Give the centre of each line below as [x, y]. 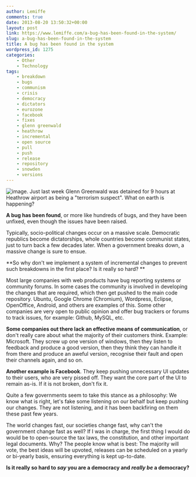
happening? [20, 204]
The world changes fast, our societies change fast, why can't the [84, 425]
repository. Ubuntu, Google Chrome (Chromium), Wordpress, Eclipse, [90, 298]
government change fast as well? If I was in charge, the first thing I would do [98, 431]
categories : [20, 55]
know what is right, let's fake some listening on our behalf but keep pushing [97, 401]
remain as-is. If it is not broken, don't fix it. [57, 383]
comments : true [25, 17]
